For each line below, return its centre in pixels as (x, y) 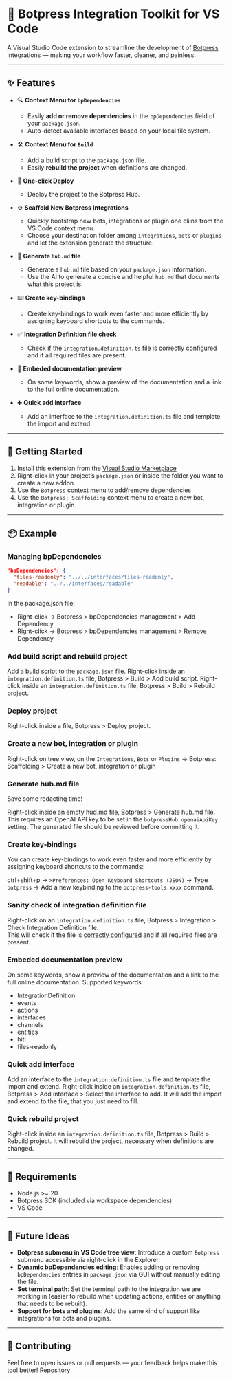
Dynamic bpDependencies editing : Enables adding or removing (108, 1267)
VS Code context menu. (61, 228)
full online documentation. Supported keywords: (75, 982)
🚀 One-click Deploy (45, 181)
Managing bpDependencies (54, 556)
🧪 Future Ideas (38, 1236)
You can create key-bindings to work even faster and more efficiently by (109, 859)
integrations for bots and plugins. (64, 1318)
